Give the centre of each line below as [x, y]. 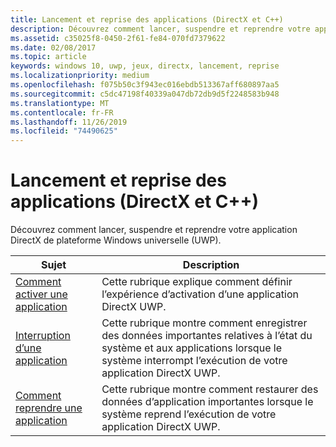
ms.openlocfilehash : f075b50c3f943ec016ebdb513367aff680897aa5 [145, 85]
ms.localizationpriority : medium [80, 76]
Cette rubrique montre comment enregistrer [204, 323]
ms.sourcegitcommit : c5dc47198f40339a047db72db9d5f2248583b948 [145, 94]
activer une [41, 294]
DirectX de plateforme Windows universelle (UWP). [116, 240]
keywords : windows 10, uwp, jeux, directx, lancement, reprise [145, 66]
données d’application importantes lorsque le [207, 402]
